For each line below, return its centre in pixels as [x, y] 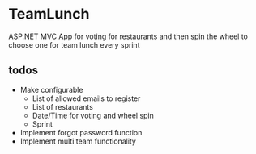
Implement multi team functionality [78, 141]
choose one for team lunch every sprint [74, 44]
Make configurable [51, 89]
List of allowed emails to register [86, 98]
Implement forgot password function [81, 132]
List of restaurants [62, 106]
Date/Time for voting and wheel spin [93, 115]
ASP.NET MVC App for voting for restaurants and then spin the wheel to [128, 36]
